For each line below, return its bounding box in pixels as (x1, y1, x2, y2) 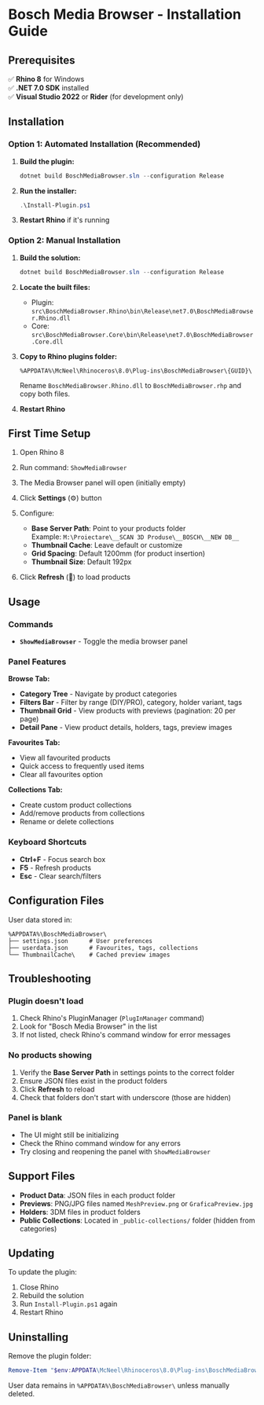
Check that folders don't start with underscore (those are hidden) (19, 1092, 232, 1102)
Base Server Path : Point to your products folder (31, 524, 186, 534)
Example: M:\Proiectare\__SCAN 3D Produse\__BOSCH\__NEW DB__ (31, 532, 240, 541)
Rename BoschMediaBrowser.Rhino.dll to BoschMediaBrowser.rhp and (19, 380, 242, 390)
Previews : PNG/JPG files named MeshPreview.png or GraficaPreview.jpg (19, 1198, 254, 1208)
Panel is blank (8, 1112, 63, 1123)
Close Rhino (19, 1282, 59, 1292)
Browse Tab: (8, 674, 50, 684)
